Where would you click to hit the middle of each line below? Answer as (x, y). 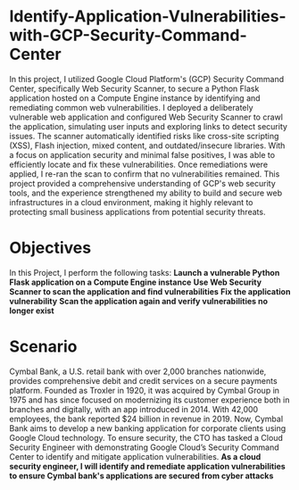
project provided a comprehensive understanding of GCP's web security (143, 183)
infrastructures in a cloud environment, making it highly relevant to (131, 202)
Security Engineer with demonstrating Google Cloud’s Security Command (144, 447)
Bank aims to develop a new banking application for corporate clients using (148, 428)
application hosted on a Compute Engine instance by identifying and (135, 98)
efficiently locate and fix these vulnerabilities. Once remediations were (139, 164)
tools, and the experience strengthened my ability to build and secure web (146, 193)
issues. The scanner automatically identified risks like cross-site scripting (144, 136)
